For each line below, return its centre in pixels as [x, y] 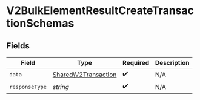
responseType [28, 87]
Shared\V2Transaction [85, 75]
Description [172, 63]
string [61, 87]
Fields [18, 46]
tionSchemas [40, 23]
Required [136, 63]
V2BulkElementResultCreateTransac [100, 11]
